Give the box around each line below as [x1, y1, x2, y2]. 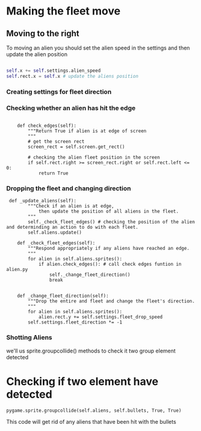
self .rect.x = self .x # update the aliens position [6, 73, 138, 79]
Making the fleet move [6, 4, 121, 18]
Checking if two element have [6, 374, 158, 388]
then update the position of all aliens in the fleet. [38, 208, 179, 215]
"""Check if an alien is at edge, [28, 203, 114, 209]
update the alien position [6, 51, 68, 58]
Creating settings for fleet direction [6, 88, 112, 96]
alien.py [6, 267, 28, 273]
